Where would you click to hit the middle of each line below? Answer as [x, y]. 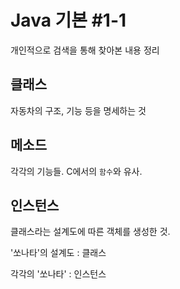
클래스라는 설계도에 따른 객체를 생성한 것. [90, 232]
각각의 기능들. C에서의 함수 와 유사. [76, 171]
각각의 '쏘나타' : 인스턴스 [58, 274]
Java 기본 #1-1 [68, 20]
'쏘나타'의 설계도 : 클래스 [58, 253]
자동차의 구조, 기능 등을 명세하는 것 [78, 110]
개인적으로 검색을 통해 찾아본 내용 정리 [85, 50]
